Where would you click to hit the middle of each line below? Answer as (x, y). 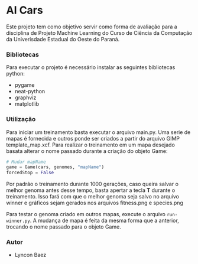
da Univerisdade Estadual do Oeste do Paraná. (63, 39)
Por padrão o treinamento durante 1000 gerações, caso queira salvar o (92, 184)
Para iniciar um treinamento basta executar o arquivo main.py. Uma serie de (98, 132)
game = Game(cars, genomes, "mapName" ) (55, 167)
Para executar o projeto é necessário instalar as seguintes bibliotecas (91, 67)
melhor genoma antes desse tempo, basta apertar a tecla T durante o (91, 190)
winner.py (18, 221)
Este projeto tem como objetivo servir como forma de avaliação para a (92, 27)
